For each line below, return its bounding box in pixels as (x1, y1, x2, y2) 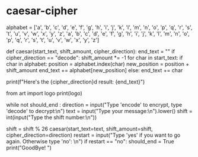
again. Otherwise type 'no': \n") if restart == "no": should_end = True (6, 137, 174, 145)
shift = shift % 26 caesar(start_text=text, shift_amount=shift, (6, 125, 153, 132)
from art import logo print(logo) (6, 89, 83, 97)
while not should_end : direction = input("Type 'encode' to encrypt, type (6, 101, 183, 108)
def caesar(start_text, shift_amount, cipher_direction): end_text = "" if (6, 47, 175, 55)
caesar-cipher (6, 4, 78, 18)
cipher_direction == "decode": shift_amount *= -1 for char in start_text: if (6, 54, 183, 61)
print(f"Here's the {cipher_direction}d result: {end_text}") (6, 78, 145, 85)
